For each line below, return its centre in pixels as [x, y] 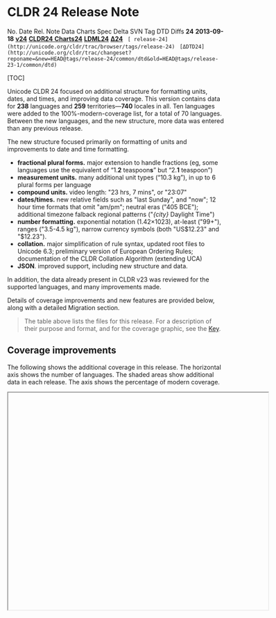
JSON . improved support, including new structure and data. [103, 266]
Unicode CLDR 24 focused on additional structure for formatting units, [107, 91]
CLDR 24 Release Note [74, 12]
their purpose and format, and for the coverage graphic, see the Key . [122, 328]
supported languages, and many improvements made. [84, 286]
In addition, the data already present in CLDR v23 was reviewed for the [108, 279]
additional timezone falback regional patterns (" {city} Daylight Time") [116, 214]
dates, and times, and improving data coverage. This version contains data [114, 99]
